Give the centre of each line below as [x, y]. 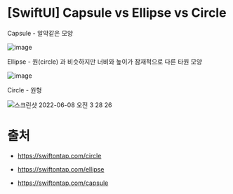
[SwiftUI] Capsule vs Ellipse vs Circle [117, 13]
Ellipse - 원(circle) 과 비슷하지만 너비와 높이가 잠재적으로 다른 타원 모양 [105, 62]
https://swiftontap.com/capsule [63, 183]
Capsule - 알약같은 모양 [40, 33]
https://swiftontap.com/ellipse [61, 169]
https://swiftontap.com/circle [59, 155]
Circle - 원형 [25, 90]
